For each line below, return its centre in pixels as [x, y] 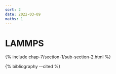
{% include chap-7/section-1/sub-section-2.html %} [58, 57]
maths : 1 [14, 19]
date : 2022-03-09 [23, 14]
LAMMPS [25, 43]
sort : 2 [13, 10]
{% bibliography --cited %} [33, 67]
